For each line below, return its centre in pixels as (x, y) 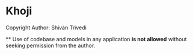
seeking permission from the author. (51, 45)
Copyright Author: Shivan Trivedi (46, 27)
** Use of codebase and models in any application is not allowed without (96, 39)
